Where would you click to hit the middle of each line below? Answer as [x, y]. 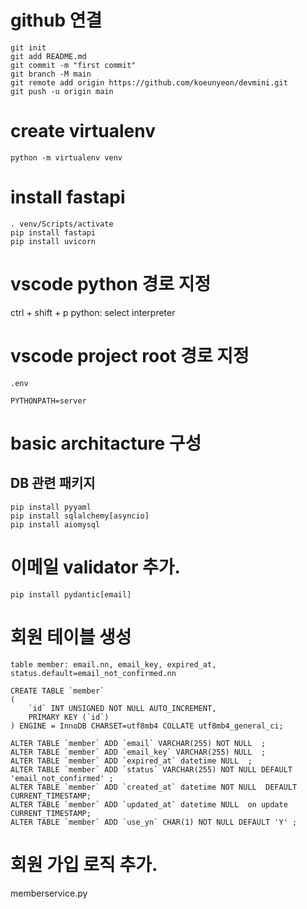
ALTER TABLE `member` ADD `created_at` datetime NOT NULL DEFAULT [154, 787]
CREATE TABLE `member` [57, 691]
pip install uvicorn [53, 241]
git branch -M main [51, 74]
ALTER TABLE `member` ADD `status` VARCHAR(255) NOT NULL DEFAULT [151, 769]
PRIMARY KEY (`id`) [69, 717]
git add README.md [48, 56]
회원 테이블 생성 [71, 637]
